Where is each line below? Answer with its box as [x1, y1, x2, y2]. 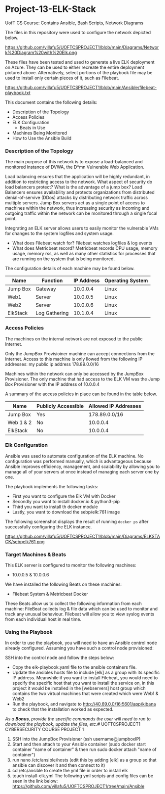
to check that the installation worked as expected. [12, 706, 114, 712]
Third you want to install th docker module [12, 504, 98, 510]
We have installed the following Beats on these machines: [5, 581, 122, 587]
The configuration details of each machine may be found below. [5, 266, 134, 272]
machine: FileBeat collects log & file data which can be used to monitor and [5, 606, 158, 612]
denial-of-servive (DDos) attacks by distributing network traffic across [5, 194, 148, 201]
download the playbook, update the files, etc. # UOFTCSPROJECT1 [5, 721, 140, 727]
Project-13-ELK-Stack [5, 3, 96, 15]
